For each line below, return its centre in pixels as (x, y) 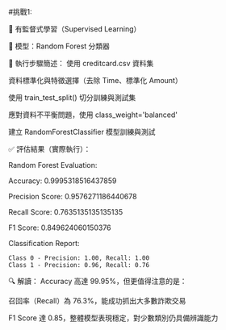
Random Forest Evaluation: (53, 165)
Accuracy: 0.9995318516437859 (63, 181)
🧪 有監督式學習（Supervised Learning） (75, 29)
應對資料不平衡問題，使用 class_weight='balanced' (93, 115)
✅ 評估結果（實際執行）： (50, 149)
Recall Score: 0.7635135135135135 (66, 212)
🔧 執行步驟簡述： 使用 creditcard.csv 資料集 (81, 63)
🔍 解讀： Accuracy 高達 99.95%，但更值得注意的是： (98, 281)
